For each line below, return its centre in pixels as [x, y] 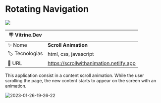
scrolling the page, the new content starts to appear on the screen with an [81, 80]
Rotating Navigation [47, 9]
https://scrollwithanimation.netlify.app [92, 63]
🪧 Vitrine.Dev [25, 34]
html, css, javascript [71, 54]
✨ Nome [17, 45]
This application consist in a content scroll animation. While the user [75, 75]
